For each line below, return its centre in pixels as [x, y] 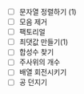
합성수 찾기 [36, 52]
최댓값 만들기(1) [44, 42]
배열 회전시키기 [43, 72]
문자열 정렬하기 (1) [48, 12]
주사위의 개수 [40, 62]
